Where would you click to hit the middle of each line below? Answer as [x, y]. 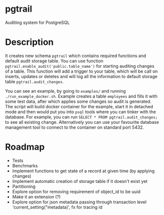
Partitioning [24, 186]
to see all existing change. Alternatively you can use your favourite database [82, 122]
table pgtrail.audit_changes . [34, 81]
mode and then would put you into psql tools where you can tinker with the [81, 112]
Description [29, 42]
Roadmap [25, 147]
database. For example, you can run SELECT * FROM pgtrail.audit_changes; [81, 117]
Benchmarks [25, 166]
